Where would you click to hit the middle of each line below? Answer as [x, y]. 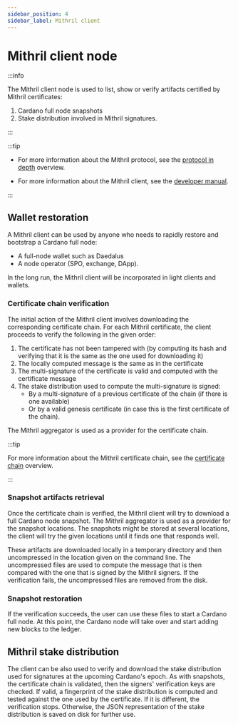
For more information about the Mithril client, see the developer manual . [123, 181]
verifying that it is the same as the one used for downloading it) [110, 356]
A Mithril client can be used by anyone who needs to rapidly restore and [113, 235]
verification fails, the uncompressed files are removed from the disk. [108, 580]
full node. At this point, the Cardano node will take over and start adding [113, 622]
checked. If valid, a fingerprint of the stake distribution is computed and [113, 691]
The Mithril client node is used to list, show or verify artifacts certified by [114, 89]
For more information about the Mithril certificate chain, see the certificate [116, 458]
